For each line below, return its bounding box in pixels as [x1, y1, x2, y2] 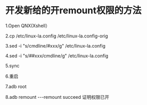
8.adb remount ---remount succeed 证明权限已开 [5, 94, 109, 100]
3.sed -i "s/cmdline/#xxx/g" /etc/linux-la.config [5, 43, 106, 49]
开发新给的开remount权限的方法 [5, 5, 142, 16]
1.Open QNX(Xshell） [5, 23, 50, 29]
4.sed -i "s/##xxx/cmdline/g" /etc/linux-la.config [5, 52, 109, 59]
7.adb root [5, 83, 27, 90]
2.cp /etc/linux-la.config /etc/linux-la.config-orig [5, 33, 108, 39]
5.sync [5, 62, 20, 69]
